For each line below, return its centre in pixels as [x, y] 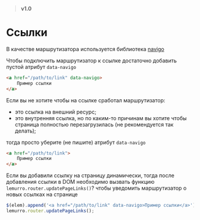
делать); [25, 131]
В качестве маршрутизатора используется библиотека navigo [85, 49]
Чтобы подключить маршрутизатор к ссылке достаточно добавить [92, 60]
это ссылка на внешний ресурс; [55, 112]
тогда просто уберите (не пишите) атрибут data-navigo [76, 142]
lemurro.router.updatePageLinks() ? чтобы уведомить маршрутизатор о [96, 188]
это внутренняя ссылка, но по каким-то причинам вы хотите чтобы [101, 118]
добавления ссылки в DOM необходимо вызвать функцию [80, 182]
